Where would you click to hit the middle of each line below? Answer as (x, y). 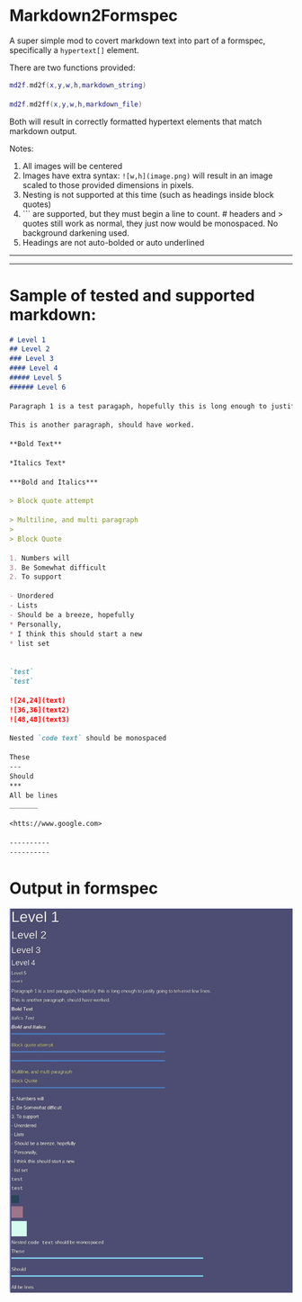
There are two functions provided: (72, 67)
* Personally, (36, 624)
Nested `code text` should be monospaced (88, 739)
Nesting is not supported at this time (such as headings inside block (148, 194)
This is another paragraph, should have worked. (102, 425)
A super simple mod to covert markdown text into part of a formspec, (138, 40)
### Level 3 (31, 359)
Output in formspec (84, 888)
